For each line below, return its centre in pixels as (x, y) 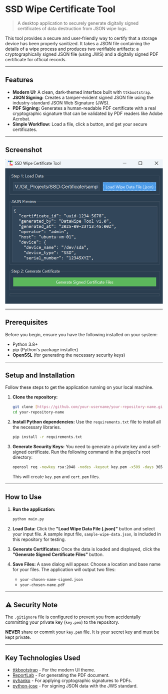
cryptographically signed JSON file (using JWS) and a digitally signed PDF (82, 54)
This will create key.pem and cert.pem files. (56, 476)
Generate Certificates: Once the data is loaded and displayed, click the (86, 549)
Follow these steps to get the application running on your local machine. (79, 387)
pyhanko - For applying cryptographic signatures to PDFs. (72, 680)
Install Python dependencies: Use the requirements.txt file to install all (86, 422)
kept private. (18, 637)
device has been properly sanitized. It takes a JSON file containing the (77, 43)
